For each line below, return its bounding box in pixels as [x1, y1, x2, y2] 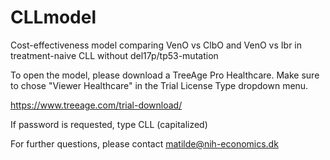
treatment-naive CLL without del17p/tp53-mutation [10, 49, 219, 61]
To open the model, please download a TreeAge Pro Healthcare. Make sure [10, 69, 320, 81]
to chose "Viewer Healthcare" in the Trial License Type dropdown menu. [10, 79, 309, 91]
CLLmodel [10, 6, 97, 29]
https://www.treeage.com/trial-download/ [10, 99, 183, 111]
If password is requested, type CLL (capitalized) [10, 118, 208, 130]
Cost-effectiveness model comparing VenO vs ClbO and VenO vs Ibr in [10, 39, 303, 51]
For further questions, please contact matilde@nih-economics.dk [10, 137, 279, 150]
